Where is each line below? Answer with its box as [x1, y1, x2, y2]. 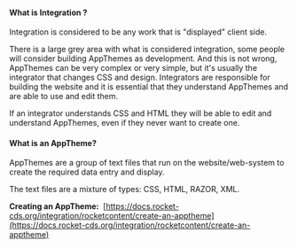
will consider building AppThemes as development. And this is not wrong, [9, 53, 277, 64]
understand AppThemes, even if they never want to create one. [9, 118, 240, 128]
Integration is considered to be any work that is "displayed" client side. [9, 27, 268, 37]
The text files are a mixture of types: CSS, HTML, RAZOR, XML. [9, 184, 240, 195]
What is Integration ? [9, 7, 88, 18]
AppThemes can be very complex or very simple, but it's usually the [9, 63, 258, 74]
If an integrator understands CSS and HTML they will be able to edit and [9, 108, 272, 119]
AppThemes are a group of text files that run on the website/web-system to [9, 158, 285, 168]
